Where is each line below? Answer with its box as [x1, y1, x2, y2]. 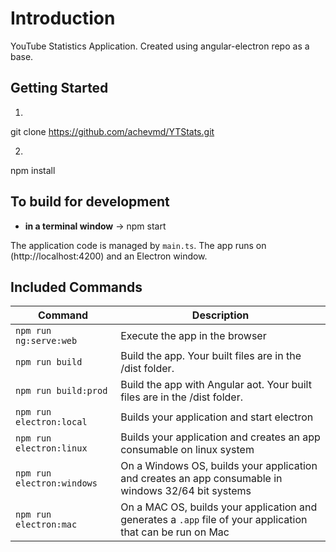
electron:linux [15, 443, 88, 454]
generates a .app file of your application [120, 513, 308, 527]
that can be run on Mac [120, 525, 230, 539]
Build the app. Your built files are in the [120, 349, 302, 363]
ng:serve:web [15, 335, 78, 347]
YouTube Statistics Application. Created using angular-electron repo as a [10, 40, 310, 52]
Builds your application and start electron [120, 410, 314, 424]
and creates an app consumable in [120, 472, 283, 486]
